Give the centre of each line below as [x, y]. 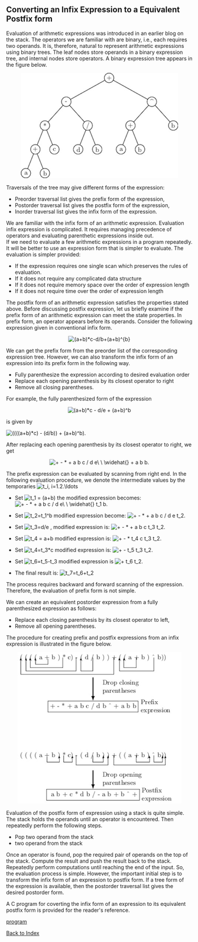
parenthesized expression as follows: [51, 608]
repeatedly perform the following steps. [54, 825]
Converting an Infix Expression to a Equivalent [93, 10]
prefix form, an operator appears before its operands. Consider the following [99, 321]
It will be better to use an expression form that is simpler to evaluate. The [95, 248]
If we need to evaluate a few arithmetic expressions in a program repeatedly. [100, 241]
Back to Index [23, 933]
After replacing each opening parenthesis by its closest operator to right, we [99, 444]
